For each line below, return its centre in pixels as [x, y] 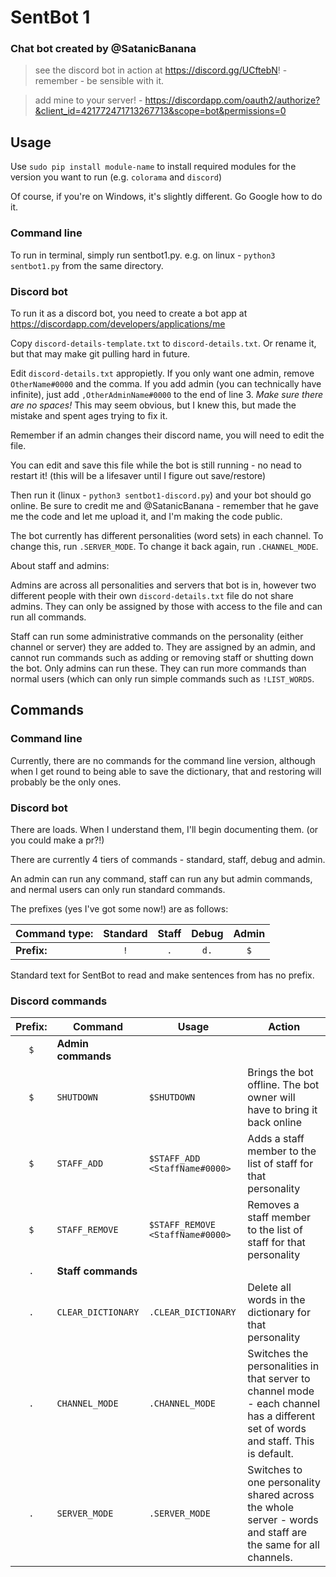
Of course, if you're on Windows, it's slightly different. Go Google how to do [166, 197]
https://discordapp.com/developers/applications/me [118, 323]
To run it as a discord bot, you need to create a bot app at [129, 313]
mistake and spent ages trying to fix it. [89, 415]
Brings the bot [280, 1073]
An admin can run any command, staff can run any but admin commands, [161, 878]
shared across [281, 1495]
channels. [270, 1558]
